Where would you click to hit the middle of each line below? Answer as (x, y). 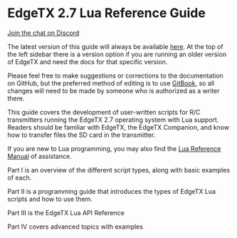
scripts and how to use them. (50, 199)
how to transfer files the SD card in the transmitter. (81, 135)
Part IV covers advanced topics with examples (75, 227)
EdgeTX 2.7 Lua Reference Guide (107, 13)
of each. (20, 177)
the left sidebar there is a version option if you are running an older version (117, 54)
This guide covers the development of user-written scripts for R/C (104, 112)
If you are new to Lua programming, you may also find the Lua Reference (114, 148)
